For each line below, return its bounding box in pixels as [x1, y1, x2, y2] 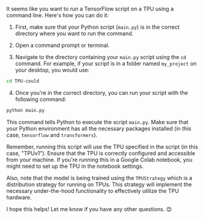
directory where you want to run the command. [15, 30, 134, 37]
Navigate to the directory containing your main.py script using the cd [15, 54, 187, 60]
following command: [15, 96, 67, 103]
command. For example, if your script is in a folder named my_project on [15, 60, 197, 67]
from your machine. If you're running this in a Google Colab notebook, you [6, 156, 193, 163]
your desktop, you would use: [15, 66, 90, 74]
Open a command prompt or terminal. [15, 42, 110, 49]
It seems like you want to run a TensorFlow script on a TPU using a [6, 5, 174, 12]
